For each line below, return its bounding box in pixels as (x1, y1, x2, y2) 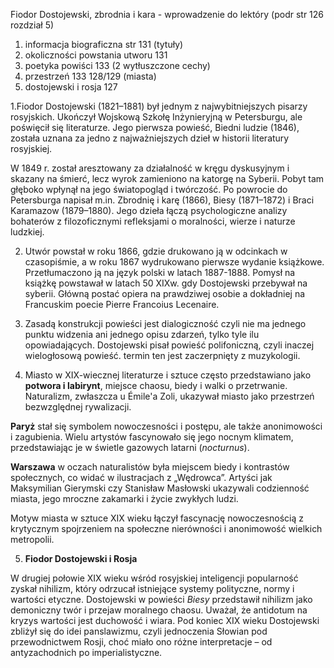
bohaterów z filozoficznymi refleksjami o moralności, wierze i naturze (10, 215, 296, 227)
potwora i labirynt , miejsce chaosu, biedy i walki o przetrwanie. (24, 380, 288, 391)
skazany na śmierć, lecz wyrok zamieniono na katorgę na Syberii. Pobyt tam (10, 173, 325, 184)
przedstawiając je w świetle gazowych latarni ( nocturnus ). (10, 442, 250, 453)
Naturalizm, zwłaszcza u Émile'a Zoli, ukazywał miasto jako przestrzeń (24, 390, 315, 402)
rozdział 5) (10, 19, 55, 31)
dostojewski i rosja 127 (24, 81, 118, 93)
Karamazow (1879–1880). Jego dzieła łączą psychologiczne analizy (10, 205, 288, 216)
